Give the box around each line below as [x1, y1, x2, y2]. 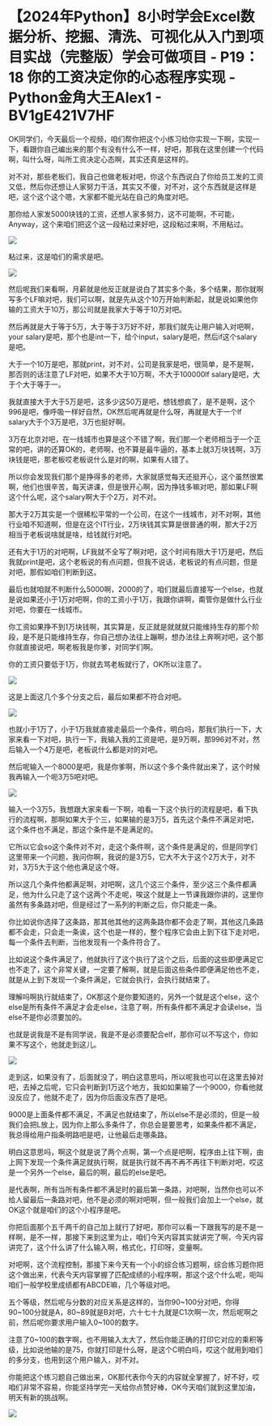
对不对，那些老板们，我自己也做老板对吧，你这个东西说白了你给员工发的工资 [8, 171, 264, 181]
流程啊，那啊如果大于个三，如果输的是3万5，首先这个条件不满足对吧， [22, 814, 258, 824]
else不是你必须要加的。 [8, 1012, 87, 1022]
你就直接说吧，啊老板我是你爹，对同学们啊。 [8, 642, 158, 651]
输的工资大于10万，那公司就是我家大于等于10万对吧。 [8, 304, 187, 314]
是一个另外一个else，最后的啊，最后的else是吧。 [8, 1167, 172, 1177]
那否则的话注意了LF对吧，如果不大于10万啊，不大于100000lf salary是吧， [8, 369, 253, 379]
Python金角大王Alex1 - [8, 88, 162, 107]
